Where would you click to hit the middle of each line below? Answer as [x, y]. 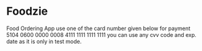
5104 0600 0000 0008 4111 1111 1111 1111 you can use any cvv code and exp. [102, 34]
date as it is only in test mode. [44, 41]
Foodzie [27, 11]
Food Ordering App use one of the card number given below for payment [99, 28]
